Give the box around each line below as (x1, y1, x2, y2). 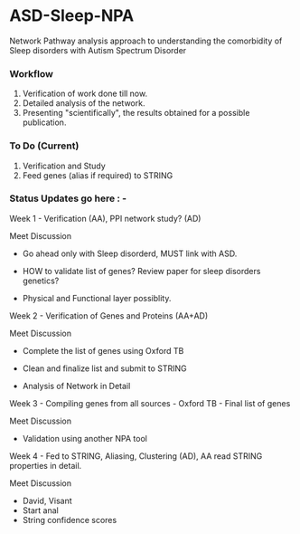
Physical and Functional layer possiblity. (22, 292, 172, 303)
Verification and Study (22, 160, 106, 171)
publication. (22, 117, 67, 128)
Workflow (9, 67, 54, 80)
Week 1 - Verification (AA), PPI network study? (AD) (9, 213, 202, 224)
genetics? (22, 275, 60, 286)
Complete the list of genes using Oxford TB (22, 345, 184, 356)
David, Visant (22, 495, 72, 506)
